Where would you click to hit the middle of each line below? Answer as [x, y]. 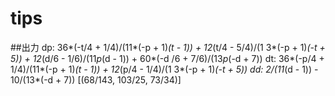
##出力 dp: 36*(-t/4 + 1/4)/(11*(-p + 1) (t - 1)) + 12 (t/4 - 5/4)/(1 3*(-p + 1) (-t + [168, 47]
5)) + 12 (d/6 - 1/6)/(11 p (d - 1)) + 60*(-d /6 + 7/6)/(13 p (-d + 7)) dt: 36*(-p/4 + [167, 58]
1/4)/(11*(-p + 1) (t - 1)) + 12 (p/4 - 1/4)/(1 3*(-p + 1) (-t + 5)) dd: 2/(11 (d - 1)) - [164, 69]
